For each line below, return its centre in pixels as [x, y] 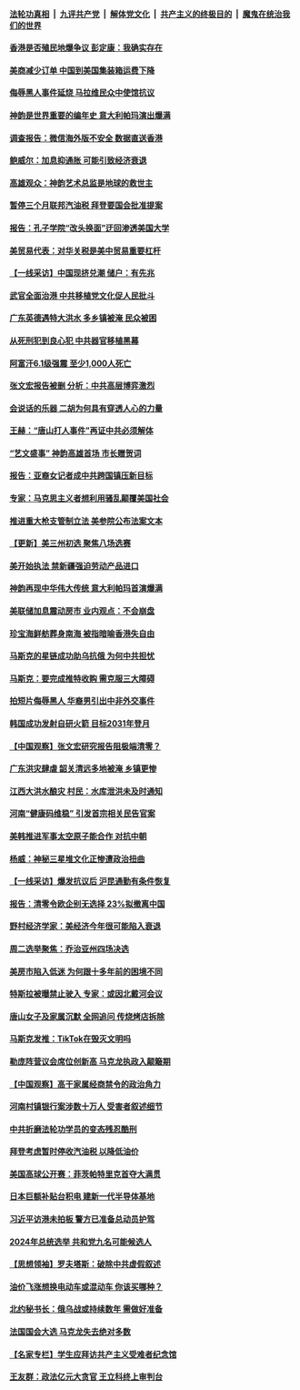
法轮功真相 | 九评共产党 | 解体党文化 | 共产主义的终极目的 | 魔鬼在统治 [146, 14]
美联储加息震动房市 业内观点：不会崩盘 [82, 611]
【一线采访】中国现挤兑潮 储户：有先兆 [82, 273]
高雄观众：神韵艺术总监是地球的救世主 [81, 183]
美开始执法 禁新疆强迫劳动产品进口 [74, 565]
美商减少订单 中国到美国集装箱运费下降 [82, 70]
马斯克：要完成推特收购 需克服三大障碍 [82, 678]
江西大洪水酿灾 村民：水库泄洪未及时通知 [86, 791]
